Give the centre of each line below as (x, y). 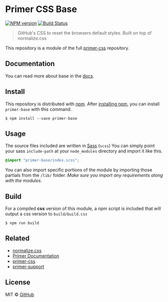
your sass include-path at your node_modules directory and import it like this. (84, 151)
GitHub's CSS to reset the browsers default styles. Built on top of (85, 33)
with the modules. (24, 181)
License (18, 282)
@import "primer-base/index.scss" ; (42, 160)
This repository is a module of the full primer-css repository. (67, 48)
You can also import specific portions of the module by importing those (79, 170)
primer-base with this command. (38, 109)
